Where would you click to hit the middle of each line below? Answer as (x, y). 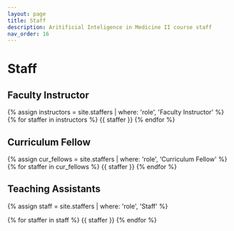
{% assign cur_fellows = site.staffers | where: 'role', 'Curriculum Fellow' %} (117, 159)
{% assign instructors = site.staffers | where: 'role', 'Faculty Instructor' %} (116, 112)
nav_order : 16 (29, 34)
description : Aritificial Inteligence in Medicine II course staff (110, 27)
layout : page (27, 14)
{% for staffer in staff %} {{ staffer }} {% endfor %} (82, 220)
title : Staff (27, 21)
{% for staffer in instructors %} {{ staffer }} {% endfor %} (91, 120)
